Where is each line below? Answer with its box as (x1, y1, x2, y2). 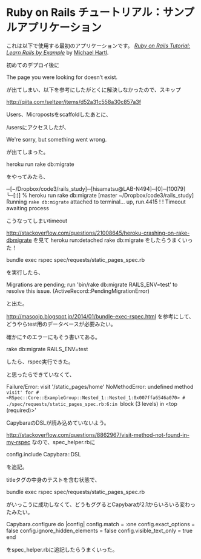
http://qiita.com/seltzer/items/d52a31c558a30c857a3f (6, 98, 141, 105)
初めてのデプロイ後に (6, 61, 59, 69)
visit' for (6, 389, 34, 396)
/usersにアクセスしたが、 (6, 123, 70, 131)
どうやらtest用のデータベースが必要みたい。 (6, 320, 116, 328)
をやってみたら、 (6, 173, 49, 180)
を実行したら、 (6, 269, 44, 276)
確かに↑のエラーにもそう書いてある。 (6, 333, 101, 340)
